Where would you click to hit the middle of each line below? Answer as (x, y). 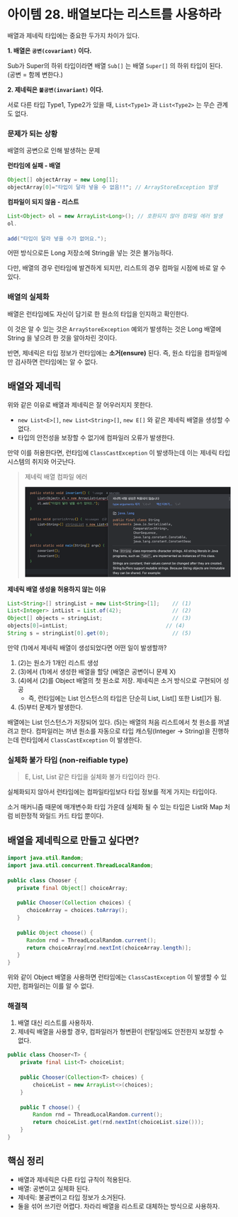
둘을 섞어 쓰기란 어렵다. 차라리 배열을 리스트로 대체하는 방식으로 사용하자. (119, 1206)
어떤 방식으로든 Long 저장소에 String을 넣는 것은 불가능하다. (90, 253)
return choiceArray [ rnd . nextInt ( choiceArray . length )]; (109, 948)
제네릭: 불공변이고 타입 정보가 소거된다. (72, 1197)
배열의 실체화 (28, 297)
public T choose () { (50, 1107)
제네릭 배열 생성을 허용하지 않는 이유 (57, 589)
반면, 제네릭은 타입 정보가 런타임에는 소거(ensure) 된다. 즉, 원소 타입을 (105, 352)
